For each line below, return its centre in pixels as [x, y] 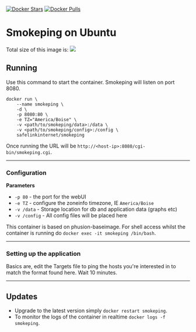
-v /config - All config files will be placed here [71, 215]
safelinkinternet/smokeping [50, 135]
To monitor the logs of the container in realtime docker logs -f [90, 317]
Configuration [26, 173]
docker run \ [22, 99]
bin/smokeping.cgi [28, 152]
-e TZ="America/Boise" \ [47, 119]
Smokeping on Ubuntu [61, 33]
